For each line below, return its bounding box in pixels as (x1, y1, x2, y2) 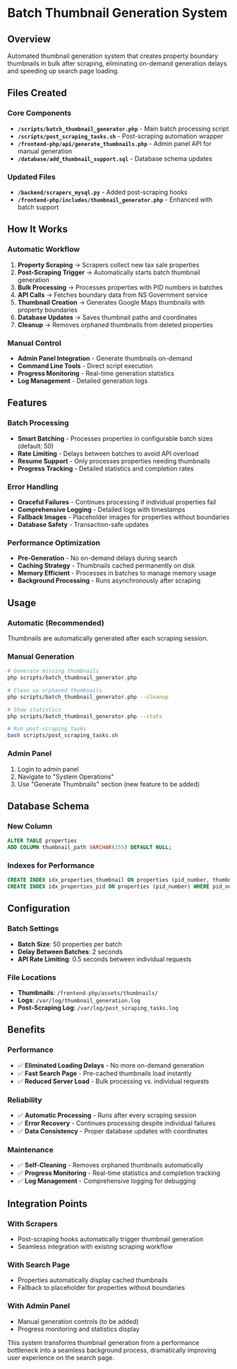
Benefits (7, 1024, 46, 1036)
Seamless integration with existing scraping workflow (17, 1242, 173, 1251)
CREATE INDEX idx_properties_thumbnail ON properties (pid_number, (7, 877, 210, 884)
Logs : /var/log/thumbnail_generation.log (17, 996, 141, 1004)
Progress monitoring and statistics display (17, 1325, 140, 1333)
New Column (7, 821, 53, 831)
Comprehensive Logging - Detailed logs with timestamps (17, 505, 186, 513)
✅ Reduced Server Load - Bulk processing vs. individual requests (17, 1077, 209, 1085)
